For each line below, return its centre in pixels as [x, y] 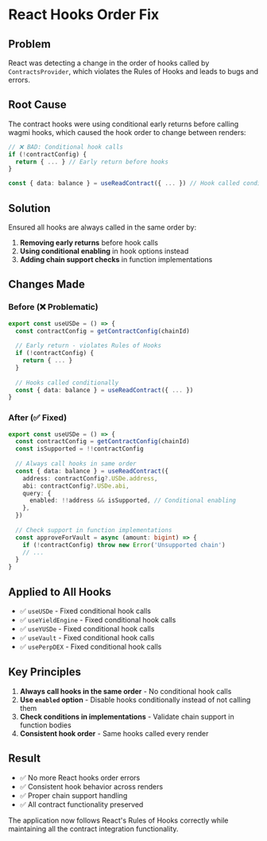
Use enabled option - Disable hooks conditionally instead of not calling [135, 700]
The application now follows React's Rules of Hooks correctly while [118, 820]
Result [25, 759]
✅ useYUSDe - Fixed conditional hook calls [87, 629]
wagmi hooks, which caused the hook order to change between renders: [127, 132]
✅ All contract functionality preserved [81, 804]
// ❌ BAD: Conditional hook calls [66, 147]
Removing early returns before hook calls [89, 243]
